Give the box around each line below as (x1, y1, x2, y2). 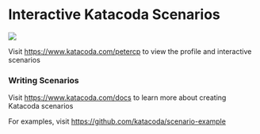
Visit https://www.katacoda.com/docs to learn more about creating (8, 93, 227, 102)
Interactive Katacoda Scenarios (8, 6, 220, 24)
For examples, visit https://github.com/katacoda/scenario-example (8, 117, 226, 126)
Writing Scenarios (8, 75, 79, 86)
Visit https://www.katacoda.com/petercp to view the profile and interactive (8, 46, 252, 56)
